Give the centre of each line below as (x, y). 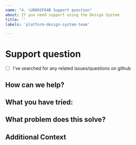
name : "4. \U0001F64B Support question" (49, 10)
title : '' (16, 19)
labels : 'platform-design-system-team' (48, 24)
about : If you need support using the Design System (62, 15)
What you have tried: (39, 102)
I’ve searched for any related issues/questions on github (72, 68)
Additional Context (36, 137)
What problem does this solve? (56, 120)
